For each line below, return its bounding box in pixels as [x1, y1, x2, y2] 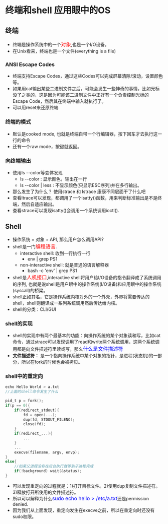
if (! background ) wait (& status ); [14, 469, 82, 474]
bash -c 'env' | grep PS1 [27, 268, 77, 274]
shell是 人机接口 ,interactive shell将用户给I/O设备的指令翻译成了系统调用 [12, 274, 161, 281]
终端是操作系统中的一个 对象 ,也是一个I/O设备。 [12, 41, 109, 48]
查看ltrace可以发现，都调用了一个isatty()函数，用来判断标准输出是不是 [12, 194, 158, 201]
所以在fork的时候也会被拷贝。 [21, 359, 83, 365]
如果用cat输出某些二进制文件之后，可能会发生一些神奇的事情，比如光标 [12, 86, 160, 92]
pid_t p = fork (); [5, 399, 44, 404]
